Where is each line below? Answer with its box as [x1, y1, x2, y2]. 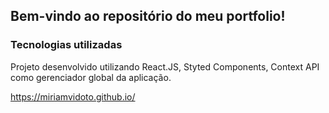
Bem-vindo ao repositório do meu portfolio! [10, 8, 286, 25]
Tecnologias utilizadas [10, 38, 123, 52]
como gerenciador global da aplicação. [10, 71, 172, 83]
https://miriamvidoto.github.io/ [10, 90, 136, 103]
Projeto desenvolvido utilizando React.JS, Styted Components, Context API [10, 60, 320, 73]
